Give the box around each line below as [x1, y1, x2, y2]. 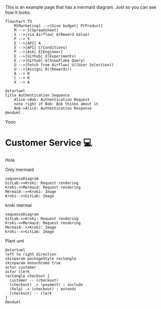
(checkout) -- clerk [9, 291, 52, 296]
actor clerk [5, 269, 30, 274]
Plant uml [5, 238, 24, 244]
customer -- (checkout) [9, 278, 58, 283]
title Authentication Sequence [5, 93, 70, 98]
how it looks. [5, 9, 31, 15]
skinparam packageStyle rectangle [5, 256, 77, 261]
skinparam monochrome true [5, 260, 61, 265]
